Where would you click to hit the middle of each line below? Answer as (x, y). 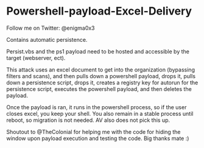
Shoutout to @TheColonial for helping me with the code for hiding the (93, 132)
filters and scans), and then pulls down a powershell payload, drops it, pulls (101, 76)
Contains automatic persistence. (47, 39)
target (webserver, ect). (36, 58)
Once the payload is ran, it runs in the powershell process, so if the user (97, 107)
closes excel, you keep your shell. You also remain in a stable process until (100, 113)
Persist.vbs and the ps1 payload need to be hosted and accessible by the (98, 51)
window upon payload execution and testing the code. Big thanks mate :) (98, 138)
